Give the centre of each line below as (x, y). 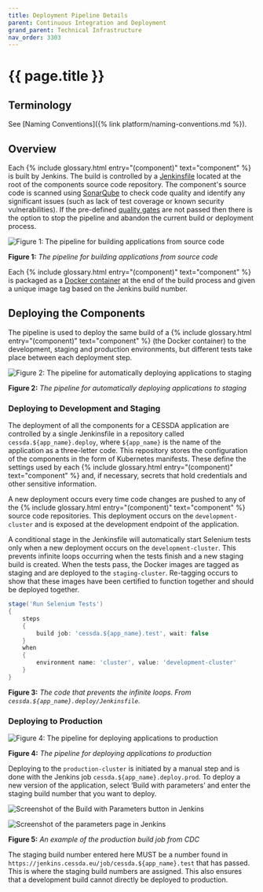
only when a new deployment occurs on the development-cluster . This (122, 548)
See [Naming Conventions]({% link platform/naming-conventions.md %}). (128, 124)
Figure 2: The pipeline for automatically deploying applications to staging (128, 388)
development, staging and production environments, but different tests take (130, 349)
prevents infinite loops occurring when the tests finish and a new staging (126, 556)
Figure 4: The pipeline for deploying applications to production (110, 754)
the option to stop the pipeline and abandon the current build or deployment (131, 218)
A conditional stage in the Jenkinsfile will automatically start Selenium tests (130, 540)
